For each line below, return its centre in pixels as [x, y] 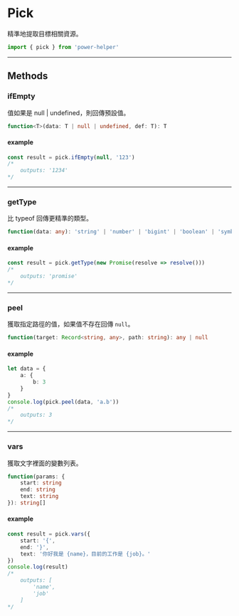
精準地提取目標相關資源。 [45, 33]
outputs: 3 [36, 415]
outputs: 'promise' [49, 276]
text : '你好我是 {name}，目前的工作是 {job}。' [85, 554]
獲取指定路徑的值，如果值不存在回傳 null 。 [71, 324]
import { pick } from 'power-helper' [63, 47]
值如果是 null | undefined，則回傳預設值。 [69, 112]
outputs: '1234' [44, 171]
